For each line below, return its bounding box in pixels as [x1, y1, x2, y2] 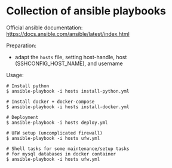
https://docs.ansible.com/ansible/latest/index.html [6, 30, 130, 37]
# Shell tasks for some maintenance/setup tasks [6, 145, 130, 152]
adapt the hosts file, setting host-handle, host [14, 53, 127, 60]
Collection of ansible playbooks [6, 4, 166, 18]
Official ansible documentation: [6, 24, 83, 31]
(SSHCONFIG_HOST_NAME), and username [14, 60, 124, 67]
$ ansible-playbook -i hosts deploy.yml [6, 120, 109, 126]
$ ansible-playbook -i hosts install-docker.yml [6, 103, 130, 110]
